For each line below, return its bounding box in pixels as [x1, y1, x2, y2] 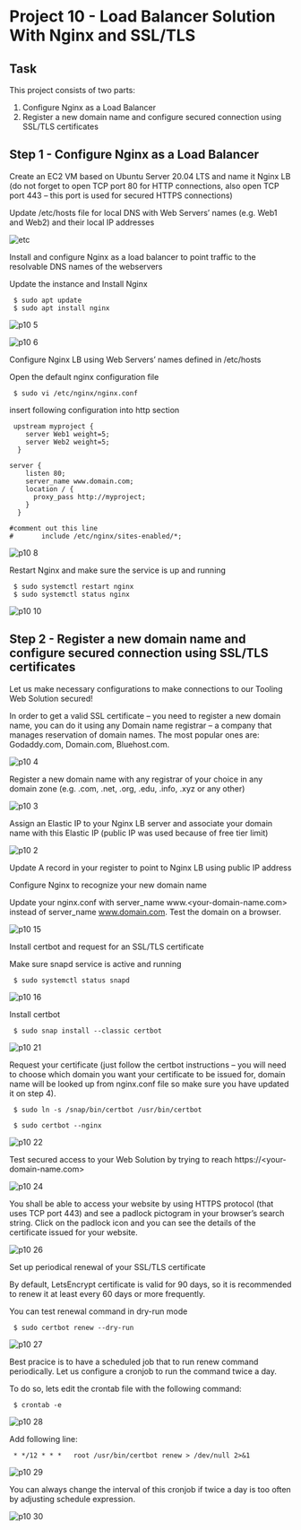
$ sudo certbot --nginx [13, 1120, 102, 1130]
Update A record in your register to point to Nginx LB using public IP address [9, 862, 292, 873]
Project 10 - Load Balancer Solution [9, 6, 276, 27]
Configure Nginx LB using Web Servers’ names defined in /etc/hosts [9, 354, 262, 365]
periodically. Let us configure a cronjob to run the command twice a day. [9, 1365, 278, 1377]
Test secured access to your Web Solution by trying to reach [9, 1154, 233, 1164]
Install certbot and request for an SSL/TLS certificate [9, 941, 204, 952]
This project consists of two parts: [9, 85, 136, 95]
